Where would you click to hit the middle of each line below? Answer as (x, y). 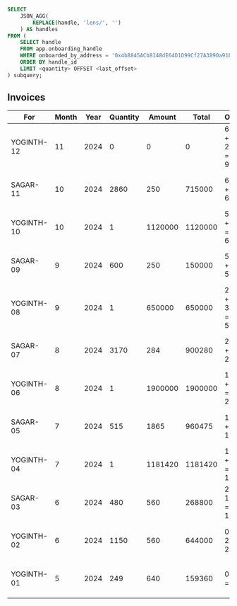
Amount (162, 118)
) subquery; (25, 75)
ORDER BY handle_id (49, 62)
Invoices (26, 97)
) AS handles (39, 29)
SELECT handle (41, 42)
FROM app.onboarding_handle (61, 49)
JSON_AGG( (35, 16)
